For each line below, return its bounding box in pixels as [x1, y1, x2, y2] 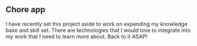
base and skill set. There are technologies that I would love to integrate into [5, 27, 191, 34]
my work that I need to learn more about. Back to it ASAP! [5, 32, 148, 40]
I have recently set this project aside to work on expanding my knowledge [5, 20, 188, 27]
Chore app [5, 5, 46, 15]
